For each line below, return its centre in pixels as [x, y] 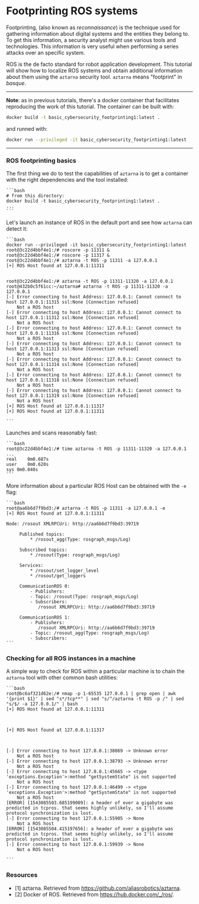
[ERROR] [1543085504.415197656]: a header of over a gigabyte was [90, 829]
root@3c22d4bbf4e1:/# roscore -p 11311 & [58, 250]
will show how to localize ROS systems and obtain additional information [94, 70]
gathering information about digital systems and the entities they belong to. [98, 33]
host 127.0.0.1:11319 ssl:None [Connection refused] [73, 396]
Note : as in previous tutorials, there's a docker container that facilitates [93, 100]
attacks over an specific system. [46, 52]
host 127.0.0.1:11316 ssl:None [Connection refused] [73, 333]
